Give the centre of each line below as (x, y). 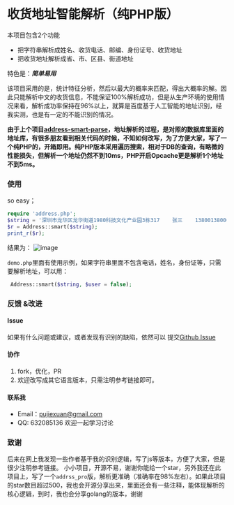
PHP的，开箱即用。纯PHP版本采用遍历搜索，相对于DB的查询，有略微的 (122, 147)
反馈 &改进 (25, 303)
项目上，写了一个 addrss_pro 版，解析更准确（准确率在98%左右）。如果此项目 (117, 476)
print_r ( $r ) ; (26, 233)
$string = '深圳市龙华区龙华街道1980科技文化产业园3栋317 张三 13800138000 (118, 221)
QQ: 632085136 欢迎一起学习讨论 (65, 423)
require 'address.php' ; (42, 214)
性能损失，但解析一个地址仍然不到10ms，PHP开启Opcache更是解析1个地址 (116, 155)
